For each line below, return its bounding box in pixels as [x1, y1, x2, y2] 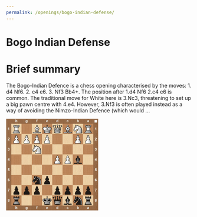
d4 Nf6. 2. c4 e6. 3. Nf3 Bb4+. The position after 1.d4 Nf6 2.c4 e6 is [6, 88, 172, 95]
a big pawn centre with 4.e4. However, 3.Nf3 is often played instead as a [6, 101, 183, 108]
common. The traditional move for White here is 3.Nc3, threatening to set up [6, 94, 192, 101]
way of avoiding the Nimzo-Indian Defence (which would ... [6, 106, 150, 114]
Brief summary [6, 62, 81, 76]
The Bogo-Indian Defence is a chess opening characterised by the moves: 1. [6, 82, 192, 89]
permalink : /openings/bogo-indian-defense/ [6, 9, 115, 15]
